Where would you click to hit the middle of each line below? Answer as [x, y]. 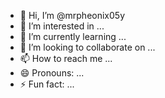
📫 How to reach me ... [66, 58]
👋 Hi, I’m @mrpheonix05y [72, 15]
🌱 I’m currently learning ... [73, 36]
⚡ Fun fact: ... [47, 84]
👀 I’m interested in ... [62, 26]
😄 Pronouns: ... [52, 73]
